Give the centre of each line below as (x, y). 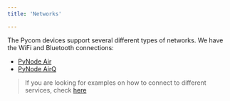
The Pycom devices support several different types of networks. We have (115, 40)
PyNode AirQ (37, 69)
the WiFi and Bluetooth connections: (61, 47)
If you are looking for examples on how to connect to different (115, 83)
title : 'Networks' (35, 14)
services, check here (56, 90)
